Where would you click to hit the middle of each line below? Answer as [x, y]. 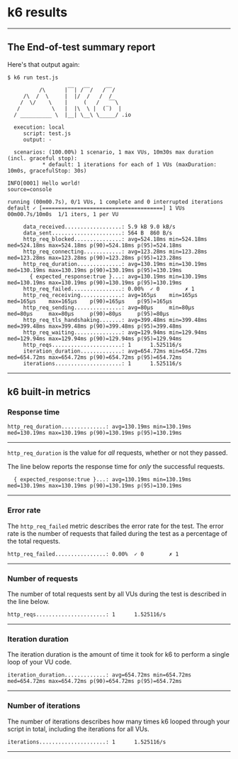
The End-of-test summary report [81, 47]
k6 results [38, 12]
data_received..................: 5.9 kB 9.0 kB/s [99, 227]
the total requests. [34, 541]
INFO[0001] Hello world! [44, 183]
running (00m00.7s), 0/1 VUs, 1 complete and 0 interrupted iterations [115, 202]
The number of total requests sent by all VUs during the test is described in [117, 594]
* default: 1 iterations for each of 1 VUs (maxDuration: [130, 164]
